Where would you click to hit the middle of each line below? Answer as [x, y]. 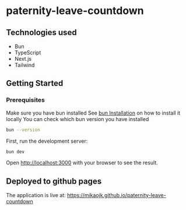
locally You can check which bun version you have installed [78, 119]
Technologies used [41, 32]
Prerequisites [25, 100]
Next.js [23, 59]
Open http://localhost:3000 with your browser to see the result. [82, 163]
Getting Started [35, 83]
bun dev [15, 152]
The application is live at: [36, 195]
